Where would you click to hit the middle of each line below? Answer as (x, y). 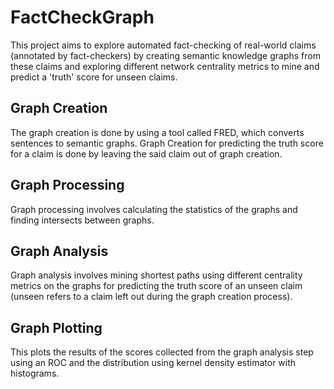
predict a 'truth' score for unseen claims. (94, 77)
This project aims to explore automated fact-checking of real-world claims (163, 45)
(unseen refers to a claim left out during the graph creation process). (151, 297)
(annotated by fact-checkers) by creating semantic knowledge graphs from (165, 55)
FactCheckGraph (82, 17)
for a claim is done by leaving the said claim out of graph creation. (146, 153)
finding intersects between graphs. (82, 220)
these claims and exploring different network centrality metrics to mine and (165, 66)
